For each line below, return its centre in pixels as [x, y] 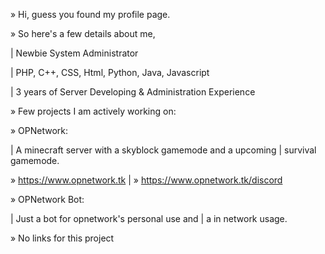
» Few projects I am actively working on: [93, 111]
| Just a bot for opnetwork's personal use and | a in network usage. [149, 218]
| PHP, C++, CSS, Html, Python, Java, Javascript [110, 72]
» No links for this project [62, 238]
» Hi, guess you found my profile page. [90, 14]
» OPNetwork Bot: [47, 199]
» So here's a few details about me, [83, 33]
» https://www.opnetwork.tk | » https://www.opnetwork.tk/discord [146, 180]
